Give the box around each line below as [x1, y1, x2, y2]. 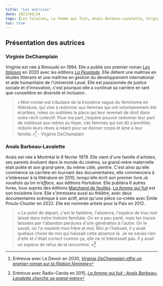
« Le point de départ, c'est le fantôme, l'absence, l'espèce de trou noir [17, 209, 158, 216]
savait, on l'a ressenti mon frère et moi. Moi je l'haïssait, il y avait [17, 225, 146, 231]
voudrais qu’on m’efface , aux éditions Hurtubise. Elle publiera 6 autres [5, 180, 146, 186]
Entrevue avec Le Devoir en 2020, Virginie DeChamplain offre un [12, 255, 142, 261]
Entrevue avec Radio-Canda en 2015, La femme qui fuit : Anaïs [12, 270, 138, 276]
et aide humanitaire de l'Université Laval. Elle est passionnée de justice [5, 79, 147, 85]
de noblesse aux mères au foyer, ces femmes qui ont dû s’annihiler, [17, 120, 152, 126]
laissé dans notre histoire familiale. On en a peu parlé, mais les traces [17, 215, 156, 221]
